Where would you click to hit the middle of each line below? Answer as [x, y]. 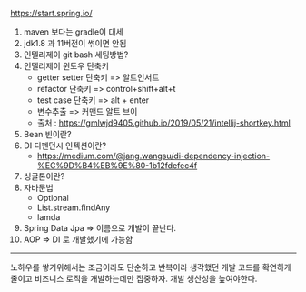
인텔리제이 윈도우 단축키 [66, 66]
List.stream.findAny [74, 207]
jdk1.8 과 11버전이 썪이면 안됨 [75, 43]
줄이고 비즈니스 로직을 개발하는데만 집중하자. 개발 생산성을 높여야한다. [134, 278]
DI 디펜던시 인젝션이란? [65, 146]
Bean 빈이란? [47, 134]
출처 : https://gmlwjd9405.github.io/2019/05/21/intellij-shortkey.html [164, 123]
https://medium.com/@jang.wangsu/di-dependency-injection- [153, 156]
